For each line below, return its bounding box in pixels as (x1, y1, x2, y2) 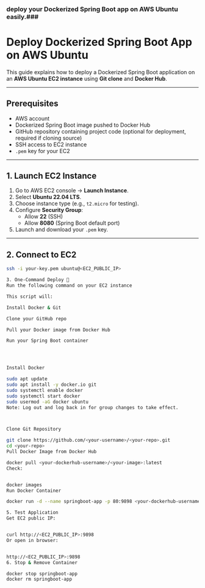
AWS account (15, 115, 50, 122)
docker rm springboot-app (6, 576, 72, 582)
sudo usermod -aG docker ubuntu (6, 399, 88, 405)
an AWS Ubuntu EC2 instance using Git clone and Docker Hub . (6, 75, 168, 82)
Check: (6, 465, 23, 472)
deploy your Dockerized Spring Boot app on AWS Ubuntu (6, 5, 178, 13)
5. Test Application (6, 510, 59, 516)
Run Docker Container (6, 488, 62, 494)
